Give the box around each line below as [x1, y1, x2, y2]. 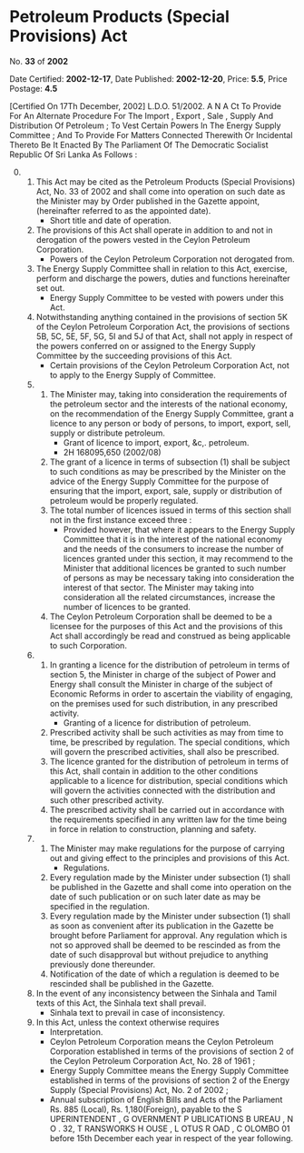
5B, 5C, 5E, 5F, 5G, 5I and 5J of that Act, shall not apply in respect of [35, 330, 293, 342]
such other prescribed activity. [49, 794, 165, 806]
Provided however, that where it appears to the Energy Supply [63, 524, 296, 535]
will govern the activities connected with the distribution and [49, 785, 276, 796]
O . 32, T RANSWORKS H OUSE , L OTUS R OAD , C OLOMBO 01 [49, 1123, 290, 1134]
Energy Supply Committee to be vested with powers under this [49, 292, 284, 303]
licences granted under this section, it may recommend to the [63, 553, 293, 564]
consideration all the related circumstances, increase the [63, 591, 276, 602]
